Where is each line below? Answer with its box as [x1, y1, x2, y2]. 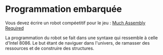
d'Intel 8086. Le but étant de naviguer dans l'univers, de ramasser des [5, 40, 150, 46]
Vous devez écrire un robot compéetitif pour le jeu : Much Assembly [5, 20, 146, 26]
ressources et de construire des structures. [5, 45, 94, 51]
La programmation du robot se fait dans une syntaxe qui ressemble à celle [5, 35, 158, 41]
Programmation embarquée [5, 3, 122, 15]
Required [5, 25, 24, 31]
